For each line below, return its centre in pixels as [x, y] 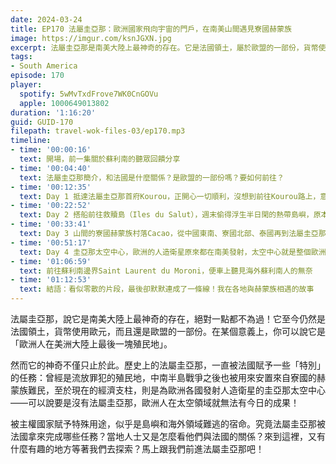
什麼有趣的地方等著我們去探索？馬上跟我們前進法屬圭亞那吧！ [137, 449]
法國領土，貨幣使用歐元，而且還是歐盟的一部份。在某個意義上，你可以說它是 [168, 331]
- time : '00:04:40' [51, 168]
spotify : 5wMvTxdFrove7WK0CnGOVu [89, 94]
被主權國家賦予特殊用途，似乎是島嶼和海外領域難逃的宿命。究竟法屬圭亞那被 [168, 424]
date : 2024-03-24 [46, 19]
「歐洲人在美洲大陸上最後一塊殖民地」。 [91, 344]
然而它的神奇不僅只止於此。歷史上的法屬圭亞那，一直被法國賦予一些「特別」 [168, 365]
